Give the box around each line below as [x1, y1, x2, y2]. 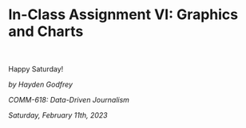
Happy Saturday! [8, 64, 64, 73]
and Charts [8, 22, 84, 41]
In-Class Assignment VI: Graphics [8, 6, 239, 24]
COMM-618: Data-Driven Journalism [8, 95, 130, 104]
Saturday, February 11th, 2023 [8, 110, 108, 120]
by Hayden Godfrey [8, 80, 73, 89]
